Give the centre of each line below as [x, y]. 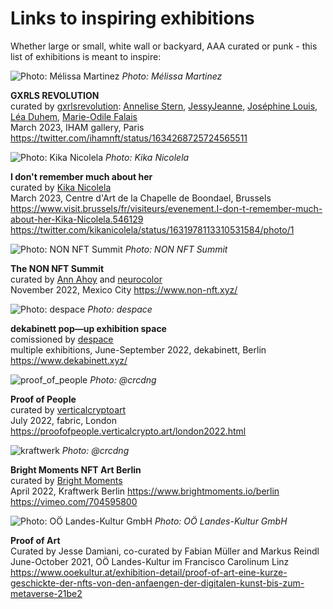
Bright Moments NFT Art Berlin [76, 469]
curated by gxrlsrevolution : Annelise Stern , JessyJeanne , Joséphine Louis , [164, 106]
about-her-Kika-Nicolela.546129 [77, 219]
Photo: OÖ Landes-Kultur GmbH [221, 521]
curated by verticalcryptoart [68, 409]
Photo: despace [120, 309]
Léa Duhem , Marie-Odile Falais [74, 116]
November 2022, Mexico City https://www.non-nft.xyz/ [124, 289]
